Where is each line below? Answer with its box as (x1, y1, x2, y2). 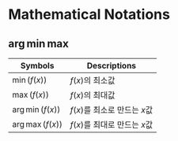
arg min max (8, 37, 69, 50)
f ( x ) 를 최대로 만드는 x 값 (70, 120, 153, 130)
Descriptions (86, 61, 137, 71)
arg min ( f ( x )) (12, 104, 61, 115)
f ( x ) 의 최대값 (70, 90, 116, 100)
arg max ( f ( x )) (12, 119, 63, 129)
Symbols (20, 61, 55, 71)
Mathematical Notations (8, 6, 170, 24)
